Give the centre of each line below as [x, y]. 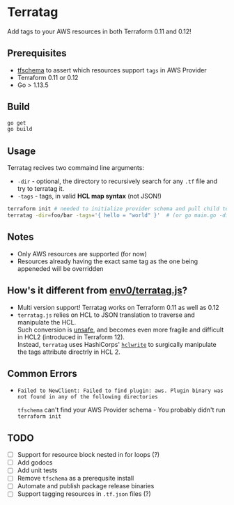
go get [17, 123]
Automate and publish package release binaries [86, 486]
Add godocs [35, 463]
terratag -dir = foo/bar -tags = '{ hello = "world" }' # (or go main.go [112, 215]
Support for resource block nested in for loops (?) [88, 455]
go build [20, 130]
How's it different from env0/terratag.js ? [97, 291]
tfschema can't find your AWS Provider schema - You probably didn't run [121, 410]
